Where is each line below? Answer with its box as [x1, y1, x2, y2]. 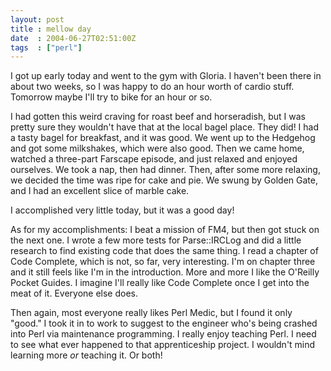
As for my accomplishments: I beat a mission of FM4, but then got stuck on [10, 224, 320, 236]
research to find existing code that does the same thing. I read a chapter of [10, 245, 319, 257]
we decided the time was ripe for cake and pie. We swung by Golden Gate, [10, 174, 318, 186]
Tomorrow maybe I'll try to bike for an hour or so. [10, 91, 213, 103]
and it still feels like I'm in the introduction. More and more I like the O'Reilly [10, 266, 320, 278]
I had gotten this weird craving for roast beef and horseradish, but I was [10, 111, 306, 123]
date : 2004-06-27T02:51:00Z [10, 33, 137, 43]
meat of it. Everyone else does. [10, 287, 139, 300]
